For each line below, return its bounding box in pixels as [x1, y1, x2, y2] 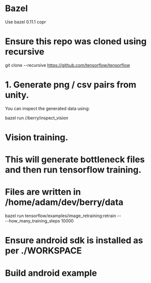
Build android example [5, 267, 97, 279]
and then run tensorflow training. [5, 164, 142, 175]
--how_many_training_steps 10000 [5, 218, 74, 224]
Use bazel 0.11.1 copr [5, 19, 46, 25]
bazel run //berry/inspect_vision [5, 115, 68, 121]
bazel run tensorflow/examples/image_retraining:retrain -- [5, 213, 121, 219]
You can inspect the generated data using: [5, 105, 90, 111]
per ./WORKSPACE [5, 245, 82, 256]
